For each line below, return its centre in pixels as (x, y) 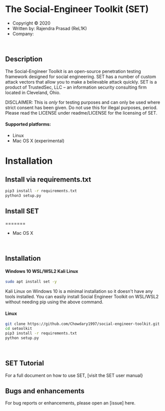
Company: (23, 34)
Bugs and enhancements (45, 391)
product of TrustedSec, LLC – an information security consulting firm (76, 87)
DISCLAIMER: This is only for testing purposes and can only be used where (83, 102)
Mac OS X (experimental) (38, 141)
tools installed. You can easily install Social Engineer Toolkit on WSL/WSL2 (82, 296)
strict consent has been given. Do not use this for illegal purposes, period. (81, 107)
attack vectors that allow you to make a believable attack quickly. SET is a (81, 82)
